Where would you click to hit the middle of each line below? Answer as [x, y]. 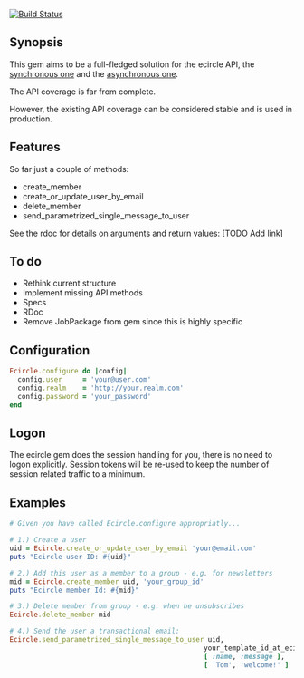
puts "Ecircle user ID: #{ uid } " [70, 557]
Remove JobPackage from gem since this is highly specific [132, 322]
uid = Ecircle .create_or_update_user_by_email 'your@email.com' [133, 548]
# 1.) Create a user [48, 540]
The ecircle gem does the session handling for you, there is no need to [141, 455]
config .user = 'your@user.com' [85, 380]
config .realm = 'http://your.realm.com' [100, 388]
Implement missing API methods [82, 293]
